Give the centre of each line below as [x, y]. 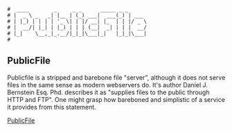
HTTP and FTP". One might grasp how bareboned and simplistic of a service [116, 99]
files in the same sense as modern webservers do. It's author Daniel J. [107, 85]
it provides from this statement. [52, 107]
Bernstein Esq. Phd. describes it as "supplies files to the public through [108, 92]
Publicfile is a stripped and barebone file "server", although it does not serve [116, 77]
